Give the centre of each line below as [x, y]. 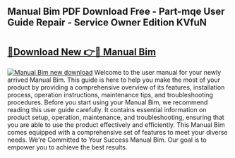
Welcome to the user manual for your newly [158, 72]
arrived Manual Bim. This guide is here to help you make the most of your [114, 80]
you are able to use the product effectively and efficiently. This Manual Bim [116, 125]
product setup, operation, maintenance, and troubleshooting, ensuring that [116, 117]
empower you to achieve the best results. [67, 147]
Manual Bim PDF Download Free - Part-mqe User [116, 12]
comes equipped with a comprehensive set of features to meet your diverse [117, 132]
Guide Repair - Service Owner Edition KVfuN [107, 23]
